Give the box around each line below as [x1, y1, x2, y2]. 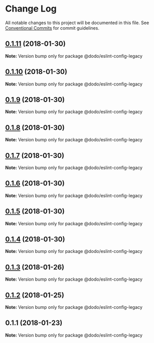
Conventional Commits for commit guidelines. [5, 25, 99, 31]
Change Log [5, 3, 57, 15]
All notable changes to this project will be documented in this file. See [5, 20, 149, 26]
